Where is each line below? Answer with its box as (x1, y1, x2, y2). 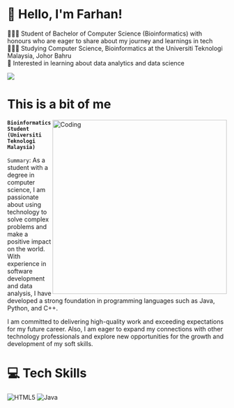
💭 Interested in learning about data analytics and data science (7, 58, 185, 67)
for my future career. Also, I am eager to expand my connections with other (7, 324, 223, 333)
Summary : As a (7, 156, 45, 164)
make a (7, 230, 29, 238)
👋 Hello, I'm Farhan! (7, 6, 123, 22)
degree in (7, 171, 35, 179)
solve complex (7, 215, 49, 223)
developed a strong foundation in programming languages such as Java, (7, 296, 215, 305)
